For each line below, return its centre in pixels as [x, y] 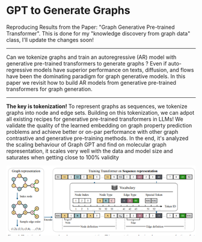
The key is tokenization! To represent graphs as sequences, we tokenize [97, 106]
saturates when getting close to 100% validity [63, 157]
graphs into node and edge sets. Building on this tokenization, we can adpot [100, 112]
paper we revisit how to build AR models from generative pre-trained [91, 82]
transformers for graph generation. [49, 89]
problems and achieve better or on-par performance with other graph [92, 132]
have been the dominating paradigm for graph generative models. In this [96, 76]
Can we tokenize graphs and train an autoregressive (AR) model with [91, 57]
